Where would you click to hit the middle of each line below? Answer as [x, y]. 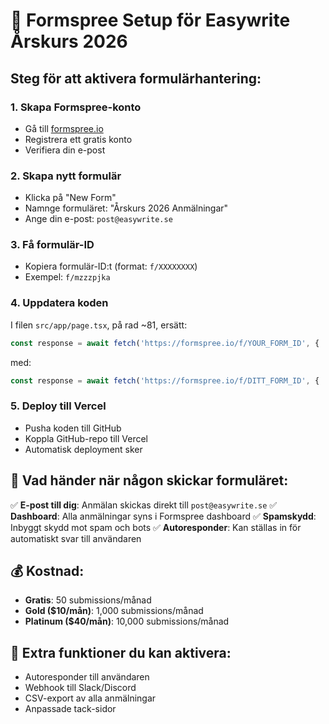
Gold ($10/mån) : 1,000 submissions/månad [114, 611]
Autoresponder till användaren [87, 677]
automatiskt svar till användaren [76, 538]
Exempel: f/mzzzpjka [67, 277]
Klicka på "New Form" [70, 198]
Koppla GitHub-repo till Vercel [86, 438]
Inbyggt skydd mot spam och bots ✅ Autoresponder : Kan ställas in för [156, 527]
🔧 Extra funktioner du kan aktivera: [121, 652]
